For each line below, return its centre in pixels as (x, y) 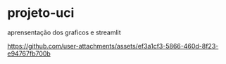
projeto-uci (41, 13)
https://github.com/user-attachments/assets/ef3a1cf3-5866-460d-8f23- (113, 46)
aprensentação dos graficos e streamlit (64, 32)
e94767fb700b (29, 53)
